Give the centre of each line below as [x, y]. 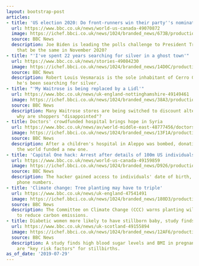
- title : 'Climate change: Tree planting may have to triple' [84, 188]
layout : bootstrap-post [36, 12]
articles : [18, 17]
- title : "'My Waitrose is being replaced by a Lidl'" [75, 89]
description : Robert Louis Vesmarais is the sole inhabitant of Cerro [100, 78]
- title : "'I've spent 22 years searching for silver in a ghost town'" [98, 56]
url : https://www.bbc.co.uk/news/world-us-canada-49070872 [86, 28]
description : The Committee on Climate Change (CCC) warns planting [98, 210]
